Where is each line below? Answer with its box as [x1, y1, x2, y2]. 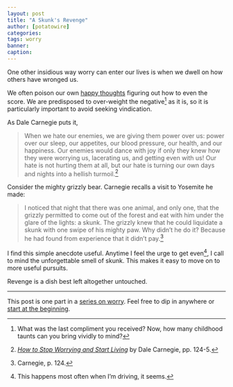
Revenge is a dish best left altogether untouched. [7, 277, 148, 285]
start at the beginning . [7, 304, 71, 313]
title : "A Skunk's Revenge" [7, 17, 89, 24]
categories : [7, 29, 42, 37]
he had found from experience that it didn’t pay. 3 [24, 233, 164, 243]
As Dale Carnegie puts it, [7, 118, 78, 126]
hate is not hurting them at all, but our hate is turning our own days [24, 161, 215, 169]
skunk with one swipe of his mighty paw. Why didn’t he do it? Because [24, 226, 226, 234]
